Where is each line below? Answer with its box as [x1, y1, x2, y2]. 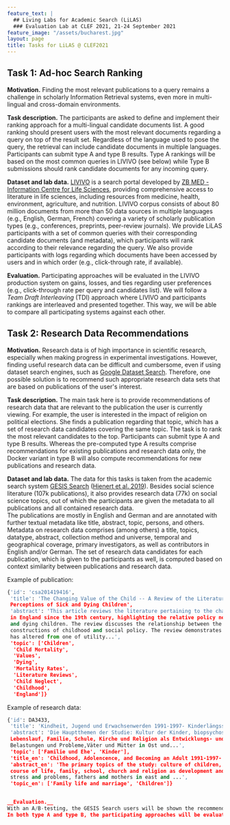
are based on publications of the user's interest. [7, 382, 142, 391]
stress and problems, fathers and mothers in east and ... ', [10, 774, 188, 781]
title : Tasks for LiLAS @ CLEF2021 [7, 42, 109, 49]
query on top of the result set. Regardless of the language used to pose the [7, 135, 220, 143]
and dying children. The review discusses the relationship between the [10, 620, 222, 627]
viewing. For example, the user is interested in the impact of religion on [7, 410, 207, 419]
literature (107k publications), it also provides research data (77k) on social [7, 489, 218, 498]
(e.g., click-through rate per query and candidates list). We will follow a [7, 286, 207, 294]
